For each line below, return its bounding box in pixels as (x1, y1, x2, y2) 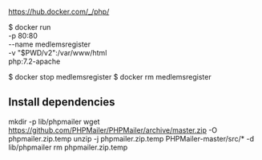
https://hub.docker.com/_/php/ (8, 7, 110, 16)
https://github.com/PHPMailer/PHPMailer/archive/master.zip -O (8, 125, 218, 135)
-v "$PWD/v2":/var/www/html (8, 48, 107, 57)
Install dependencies (8, 96, 115, 109)
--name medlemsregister (8, 39, 91, 49)
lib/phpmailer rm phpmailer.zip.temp (8, 142, 128, 152)
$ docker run (8, 23, 51, 31)
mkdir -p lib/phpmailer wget (8, 117, 100, 126)
